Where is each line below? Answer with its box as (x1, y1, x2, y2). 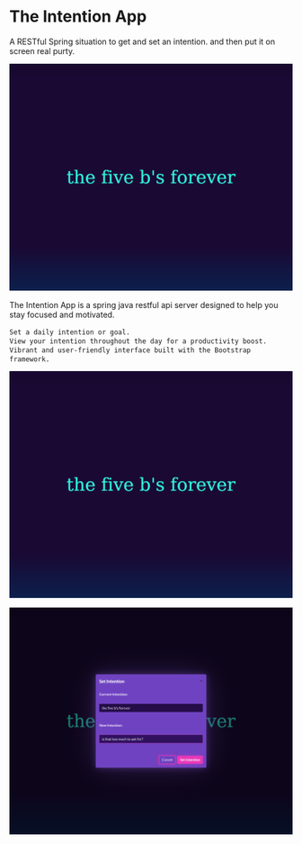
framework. (9, 355, 50, 364)
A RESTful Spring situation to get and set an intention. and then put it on (9, 36, 276, 47)
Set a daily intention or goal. (9, 328, 130, 337)
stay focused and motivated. (9, 309, 115, 321)
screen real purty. (9, 45, 75, 56)
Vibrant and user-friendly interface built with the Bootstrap (9, 346, 252, 355)
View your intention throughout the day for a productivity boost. (9, 337, 268, 346)
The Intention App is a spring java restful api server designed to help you (9, 300, 279, 311)
